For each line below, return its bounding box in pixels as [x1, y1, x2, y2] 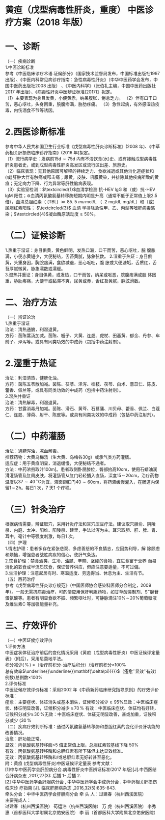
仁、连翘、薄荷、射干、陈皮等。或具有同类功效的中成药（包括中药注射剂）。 [5, 411, 158, 417]
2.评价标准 [5, 681, 27, 686]
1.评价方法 [5, 644, 26, 649]
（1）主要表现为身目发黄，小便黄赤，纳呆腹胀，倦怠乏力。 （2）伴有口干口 [5, 95, 157, 101]
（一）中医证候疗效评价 [5, 637, 53, 643]
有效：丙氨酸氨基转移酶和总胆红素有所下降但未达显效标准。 [5, 748, 126, 754]
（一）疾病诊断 [5, 58, 35, 64]
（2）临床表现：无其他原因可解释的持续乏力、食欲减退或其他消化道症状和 [5, 168, 154, 174]
